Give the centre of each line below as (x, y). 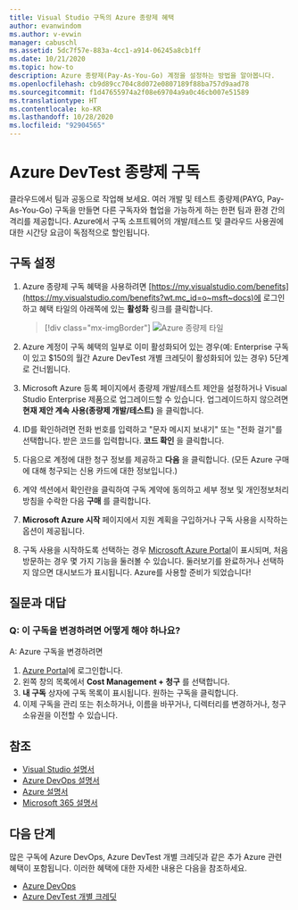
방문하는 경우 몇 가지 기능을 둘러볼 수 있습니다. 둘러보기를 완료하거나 (141, 561)
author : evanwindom (46, 26)
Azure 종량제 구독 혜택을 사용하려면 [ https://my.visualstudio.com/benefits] (155, 286)
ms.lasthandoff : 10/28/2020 (62, 117)
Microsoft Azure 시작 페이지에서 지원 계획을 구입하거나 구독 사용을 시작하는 (155, 520)
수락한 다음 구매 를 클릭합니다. (99, 500)
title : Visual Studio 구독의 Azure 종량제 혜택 (92, 17)
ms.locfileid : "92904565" (57, 126)
